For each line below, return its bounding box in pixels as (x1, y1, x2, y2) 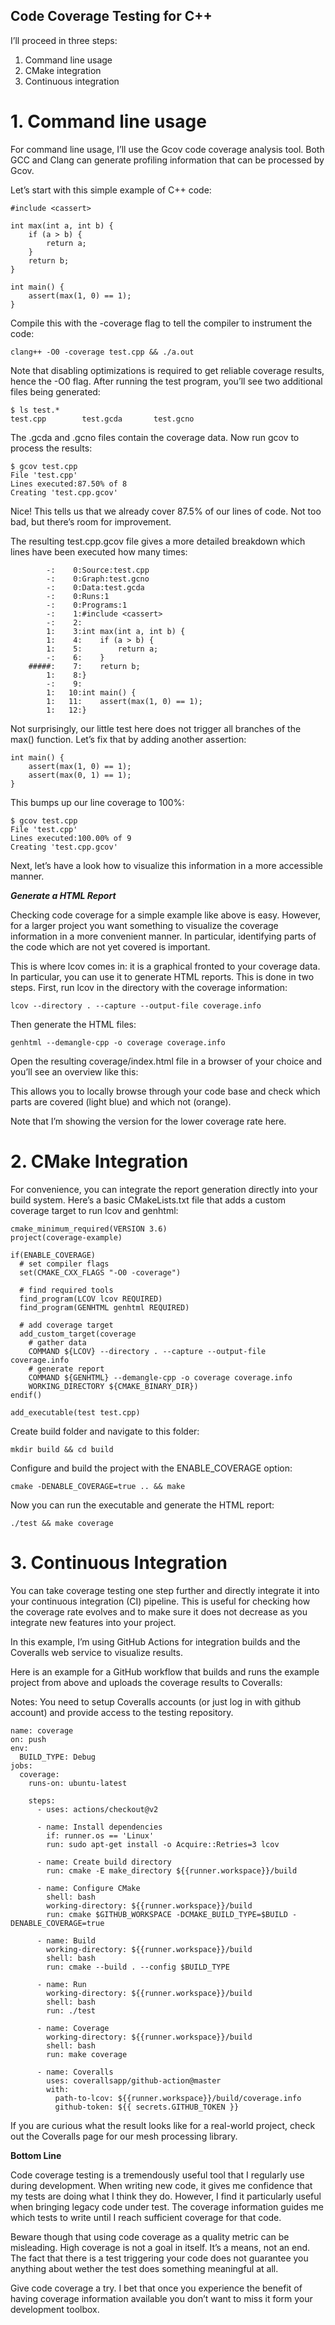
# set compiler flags (19, 1259, 110, 1269)
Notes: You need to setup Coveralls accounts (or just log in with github (10, 1695, 302, 1708)
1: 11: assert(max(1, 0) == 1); (46, 696, 203, 706)
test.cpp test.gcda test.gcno (10, 414, 195, 424)
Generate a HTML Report (10, 889, 117, 901)
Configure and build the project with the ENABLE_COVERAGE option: (10, 1462, 293, 1474)
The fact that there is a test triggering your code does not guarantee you (10, 2252, 309, 2264)
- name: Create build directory (36, 1857, 172, 1867)
